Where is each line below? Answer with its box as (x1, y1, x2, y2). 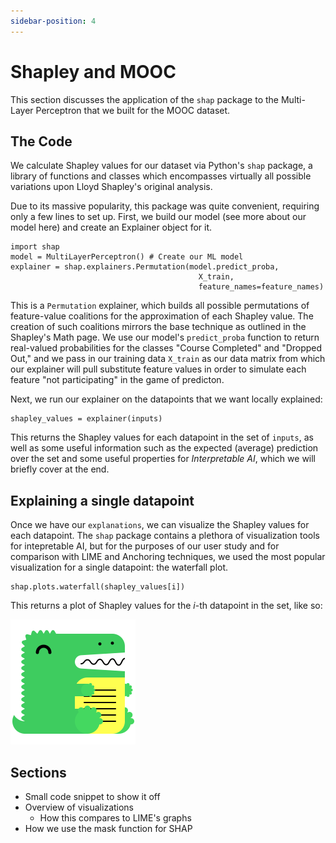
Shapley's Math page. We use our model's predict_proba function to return (10, 331, 320, 344)
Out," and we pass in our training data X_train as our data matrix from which (10, 353, 326, 365)
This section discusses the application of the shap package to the (10, 93, 280, 105)
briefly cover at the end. (10, 463, 110, 475)
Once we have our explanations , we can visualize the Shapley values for (10, 519, 310, 531)
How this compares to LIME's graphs (39, 812, 192, 824)
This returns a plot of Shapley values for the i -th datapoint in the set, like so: (10, 600, 323, 612)
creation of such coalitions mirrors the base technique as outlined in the (10, 321, 307, 333)
